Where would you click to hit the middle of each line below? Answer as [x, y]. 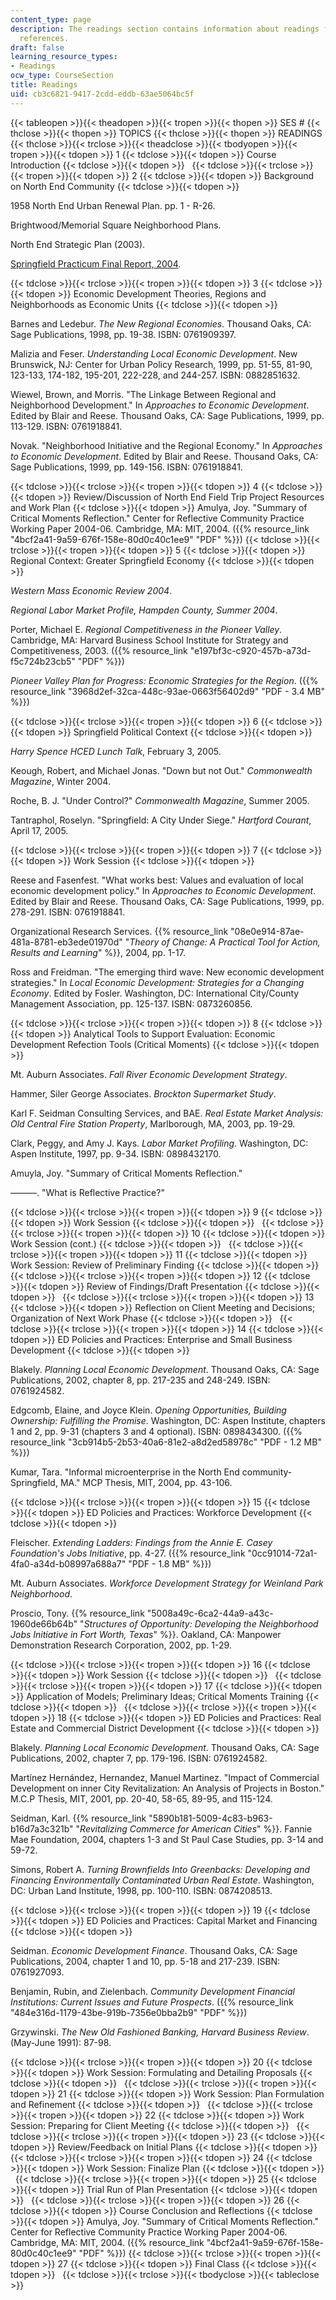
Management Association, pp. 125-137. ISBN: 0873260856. [131, 1003]
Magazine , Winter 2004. [60, 781]
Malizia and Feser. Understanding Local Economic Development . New [154, 353]
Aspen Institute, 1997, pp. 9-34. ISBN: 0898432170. [116, 1153]
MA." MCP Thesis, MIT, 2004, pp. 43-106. [146, 1482]
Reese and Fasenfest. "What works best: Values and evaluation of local [157, 880]
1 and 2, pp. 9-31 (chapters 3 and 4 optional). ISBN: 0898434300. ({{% [156, 1431]
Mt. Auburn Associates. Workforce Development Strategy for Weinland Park [167, 1583]
